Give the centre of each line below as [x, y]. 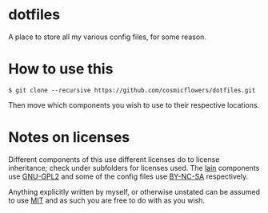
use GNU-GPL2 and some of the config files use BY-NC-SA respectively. [128, 176]
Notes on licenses [69, 138]
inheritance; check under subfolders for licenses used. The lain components [134, 168]
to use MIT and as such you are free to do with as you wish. [107, 200]
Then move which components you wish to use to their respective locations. [134, 105]
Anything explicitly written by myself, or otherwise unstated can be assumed [134, 191]
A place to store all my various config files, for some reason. [107, 37]
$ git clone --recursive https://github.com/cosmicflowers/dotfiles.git [132, 90]
